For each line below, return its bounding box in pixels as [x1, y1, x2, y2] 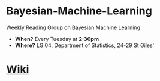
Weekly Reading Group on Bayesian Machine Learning [6, 24, 141, 31]
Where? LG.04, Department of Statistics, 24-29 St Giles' [14, 42, 155, 49]
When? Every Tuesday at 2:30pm [14, 35, 99, 42]
